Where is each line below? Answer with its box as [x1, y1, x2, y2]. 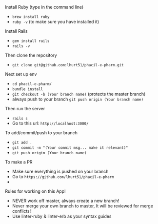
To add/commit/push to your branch [5, 130, 78, 136]
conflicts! [12, 208, 31, 214]
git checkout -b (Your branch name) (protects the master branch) [12, 91, 146, 97]
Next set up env [5, 71, 37, 77]
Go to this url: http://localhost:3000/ [12, 121, 89, 126]
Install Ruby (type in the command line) [5, 4, 84, 10]
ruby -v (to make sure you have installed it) [12, 19, 99, 24]
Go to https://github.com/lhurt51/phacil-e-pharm [12, 174, 114, 180]
